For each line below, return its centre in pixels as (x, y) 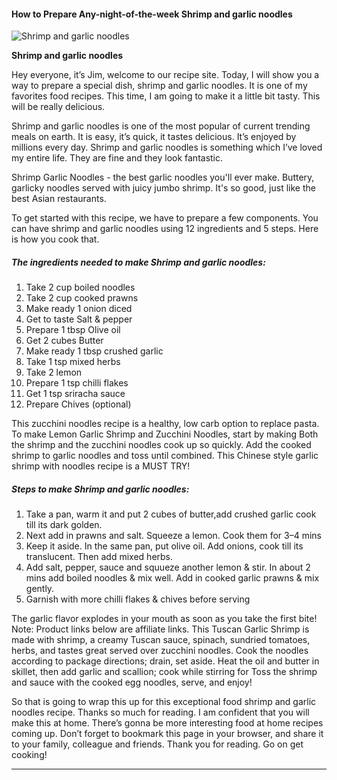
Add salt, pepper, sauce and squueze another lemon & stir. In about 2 (168, 567)
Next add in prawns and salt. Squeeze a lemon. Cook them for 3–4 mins (173, 536)
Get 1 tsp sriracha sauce (75, 394)
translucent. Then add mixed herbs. (99, 557)
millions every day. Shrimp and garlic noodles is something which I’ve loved (167, 147)
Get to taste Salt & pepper (79, 319)
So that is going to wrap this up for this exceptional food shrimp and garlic (164, 702)
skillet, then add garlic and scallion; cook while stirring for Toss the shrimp (164, 672)
